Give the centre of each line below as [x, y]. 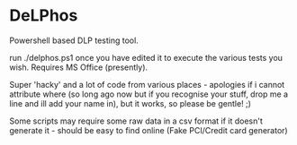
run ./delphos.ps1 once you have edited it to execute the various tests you [146, 57]
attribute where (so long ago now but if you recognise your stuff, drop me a [149, 94]
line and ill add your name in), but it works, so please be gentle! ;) [130, 103]
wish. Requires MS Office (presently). [79, 67]
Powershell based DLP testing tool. [74, 40]
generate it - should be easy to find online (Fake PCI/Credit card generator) [148, 130]
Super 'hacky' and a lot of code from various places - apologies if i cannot [147, 84]
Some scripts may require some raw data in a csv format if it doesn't [136, 121]
